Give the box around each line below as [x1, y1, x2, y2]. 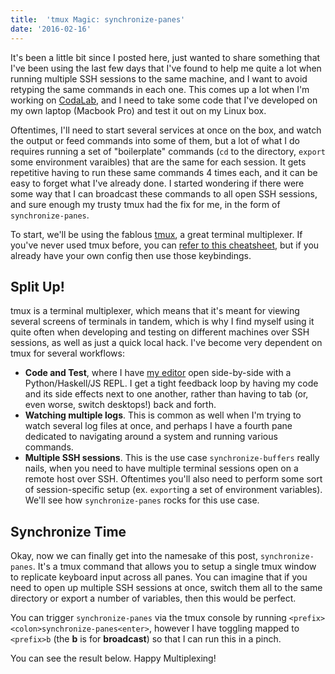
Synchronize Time [10, 523, 127, 540]
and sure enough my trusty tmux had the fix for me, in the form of [10, 198, 281, 210]
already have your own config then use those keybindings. [10, 249, 252, 261]
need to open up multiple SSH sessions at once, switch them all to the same [10, 582, 323, 594]
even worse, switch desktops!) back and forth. [24, 399, 217, 411]
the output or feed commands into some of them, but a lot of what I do [10, 134, 300, 146]
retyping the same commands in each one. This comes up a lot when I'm [10, 83, 310, 95]
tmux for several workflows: [10, 347, 125, 360]
